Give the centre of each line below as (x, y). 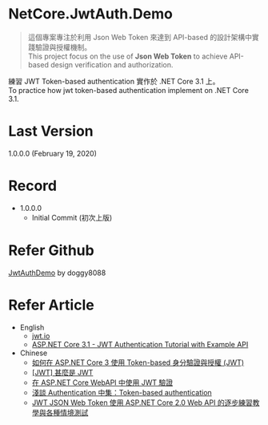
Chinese (34, 353)
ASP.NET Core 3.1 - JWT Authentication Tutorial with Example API (140, 344)
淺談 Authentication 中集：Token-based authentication (122, 392)
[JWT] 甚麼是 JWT (62, 372)
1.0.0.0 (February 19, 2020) (53, 153)
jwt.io (41, 336)
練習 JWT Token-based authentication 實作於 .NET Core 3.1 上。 (114, 81)
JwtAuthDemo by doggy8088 (57, 273)
